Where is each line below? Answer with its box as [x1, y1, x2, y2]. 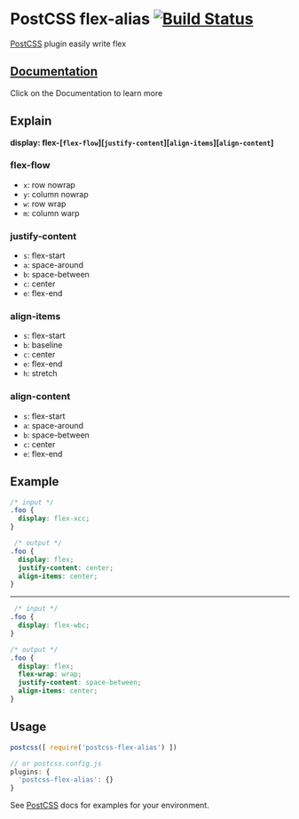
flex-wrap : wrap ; [18, 670, 83, 679]
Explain [10, 114, 52, 129]
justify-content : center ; [18, 563, 114, 573]
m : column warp [22, 207, 80, 218]
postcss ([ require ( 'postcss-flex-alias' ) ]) [10, 743, 177, 751]
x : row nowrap [22, 179, 76, 190]
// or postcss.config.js [10, 759, 102, 768]
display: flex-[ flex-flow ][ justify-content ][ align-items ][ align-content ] [10, 137, 274, 148]
